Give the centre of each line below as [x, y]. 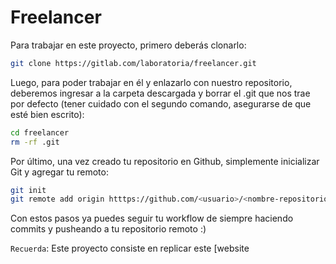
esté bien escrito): [47, 114]
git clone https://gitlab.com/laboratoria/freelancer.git [133, 63]
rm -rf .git [35, 142]
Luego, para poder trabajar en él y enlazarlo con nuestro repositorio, [151, 82]
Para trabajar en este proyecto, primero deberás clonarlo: [128, 45]
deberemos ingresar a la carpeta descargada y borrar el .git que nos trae [160, 93]
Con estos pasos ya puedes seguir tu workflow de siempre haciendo [152, 218]
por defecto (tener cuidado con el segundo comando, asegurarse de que [161, 103]
